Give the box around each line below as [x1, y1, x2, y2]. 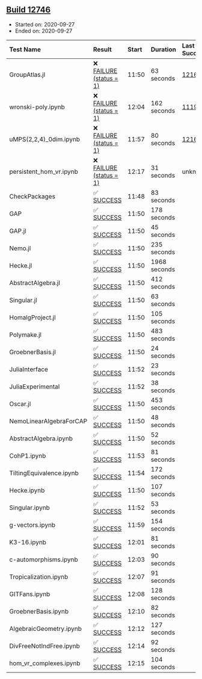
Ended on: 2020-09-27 [14, 27, 73, 34]
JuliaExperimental [9, 382, 60, 390]
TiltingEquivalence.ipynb [9, 469, 79, 477]
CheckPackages [9, 192, 56, 200]
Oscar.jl [9, 399, 31, 408]
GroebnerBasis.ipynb [9, 607, 69, 615]
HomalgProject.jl [9, 313, 56, 321]
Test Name [9, 45, 41, 54]
